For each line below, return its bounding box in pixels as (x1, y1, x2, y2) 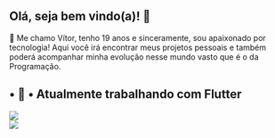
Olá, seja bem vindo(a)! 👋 (9, 9, 151, 24)
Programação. (9, 61, 61, 71)
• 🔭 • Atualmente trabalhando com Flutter (9, 86, 242, 102)
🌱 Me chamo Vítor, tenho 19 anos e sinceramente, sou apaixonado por (9, 32, 267, 43)
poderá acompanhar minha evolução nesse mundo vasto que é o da (9, 51, 260, 62)
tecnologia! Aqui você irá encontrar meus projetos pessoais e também (9, 42, 267, 53)
